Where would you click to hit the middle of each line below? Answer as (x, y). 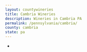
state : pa (15, 32)
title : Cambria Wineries (30, 14)
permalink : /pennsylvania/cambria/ (41, 23)
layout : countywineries (29, 9)
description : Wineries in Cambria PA (43, 18)
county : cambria (22, 28)
